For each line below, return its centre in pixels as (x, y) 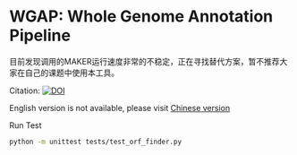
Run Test (25, 125)
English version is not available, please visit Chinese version (120, 108)
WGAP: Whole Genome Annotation (141, 17)
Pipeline (40, 35)
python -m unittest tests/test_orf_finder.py (95, 142)
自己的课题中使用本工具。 (72, 73)
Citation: (25, 90)
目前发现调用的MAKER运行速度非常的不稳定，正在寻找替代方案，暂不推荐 (144, 61)
